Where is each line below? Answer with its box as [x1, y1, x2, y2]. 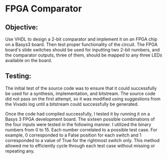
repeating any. [5, 148, 35, 154]
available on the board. [5, 57, 52, 63]
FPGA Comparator [5, 3, 82, 14]
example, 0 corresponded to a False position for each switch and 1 [5, 132, 142, 138]
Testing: [5, 72, 31, 80]
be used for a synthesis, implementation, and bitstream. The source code [5, 90, 156, 96]
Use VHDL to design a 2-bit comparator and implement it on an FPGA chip [5, 36, 158, 42]
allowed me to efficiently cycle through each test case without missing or [5, 142, 156, 148]
